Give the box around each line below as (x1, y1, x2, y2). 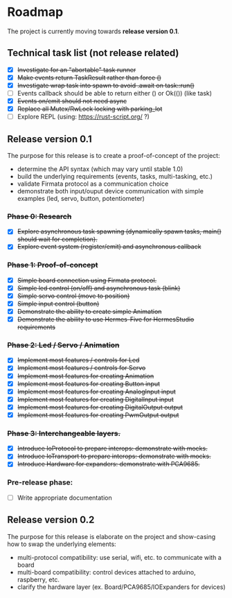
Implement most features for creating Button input (17, 379, 161, 388)
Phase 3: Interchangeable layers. (7, 428, 121, 438)
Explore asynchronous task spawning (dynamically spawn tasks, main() (17, 227, 222, 236)
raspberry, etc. (17, 575, 60, 583)
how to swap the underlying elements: (7, 540, 116, 548)
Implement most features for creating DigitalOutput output (17, 403, 184, 411)
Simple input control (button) (17, 299, 100, 308)
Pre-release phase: (7, 477, 73, 487)
